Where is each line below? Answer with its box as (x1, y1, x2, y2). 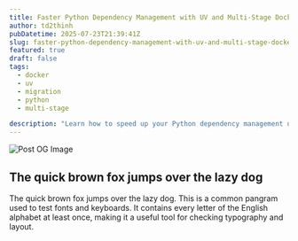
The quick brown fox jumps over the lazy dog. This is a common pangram (9, 192, 278, 204)
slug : (9, 37, 29, 47)
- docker (17, 71, 50, 80)
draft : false (9, 54, 58, 63)
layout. (9, 221, 34, 231)
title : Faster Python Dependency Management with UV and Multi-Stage (9, 12, 272, 22)
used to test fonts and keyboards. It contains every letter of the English (9, 202, 269, 213)
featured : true (9, 46, 66, 55)
